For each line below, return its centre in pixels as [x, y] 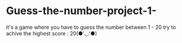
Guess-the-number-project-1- [81, 11]
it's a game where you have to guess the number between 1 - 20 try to [91, 27]
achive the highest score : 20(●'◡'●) [52, 33]
